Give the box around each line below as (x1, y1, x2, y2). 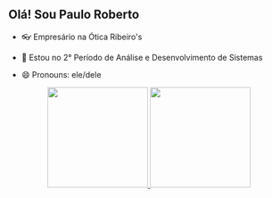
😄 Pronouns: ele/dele (21, 69, 102, 79)
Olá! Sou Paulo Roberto (8, 7, 140, 22)
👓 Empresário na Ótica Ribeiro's (21, 31, 143, 42)
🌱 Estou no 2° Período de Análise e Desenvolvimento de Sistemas (21, 52, 263, 62)
